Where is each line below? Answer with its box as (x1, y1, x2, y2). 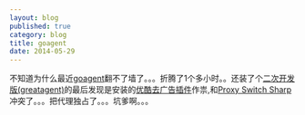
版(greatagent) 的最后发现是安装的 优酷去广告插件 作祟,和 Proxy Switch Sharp (9, 84, 292, 95)
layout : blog (9, 13, 59, 23)
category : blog (9, 30, 67, 39)
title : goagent (9, 38, 67, 48)
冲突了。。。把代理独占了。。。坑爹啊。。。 (9, 96, 153, 107)
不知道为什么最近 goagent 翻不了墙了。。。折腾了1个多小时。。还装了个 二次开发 (9, 73, 296, 84)
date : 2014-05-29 (9, 47, 76, 56)
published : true (9, 22, 71, 31)
